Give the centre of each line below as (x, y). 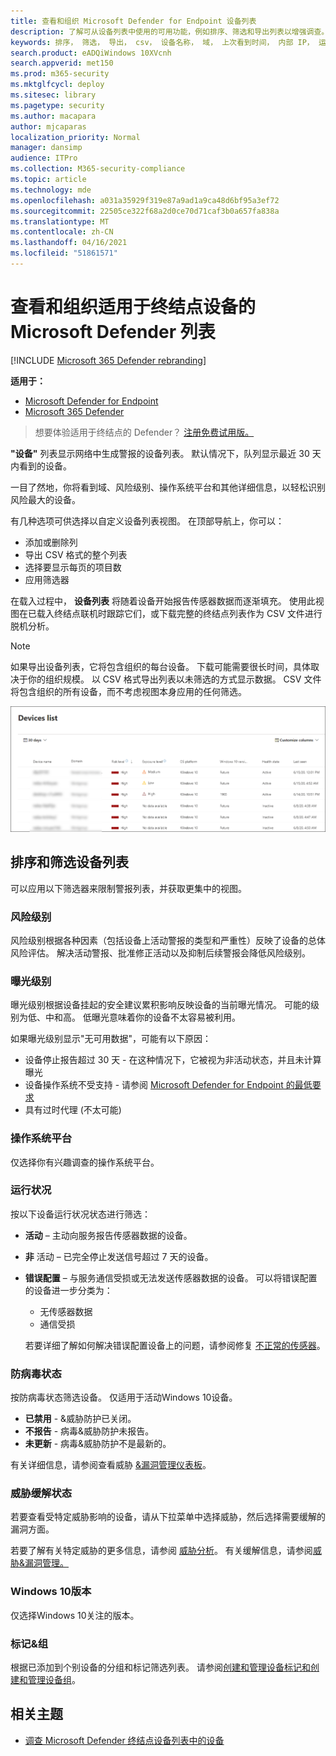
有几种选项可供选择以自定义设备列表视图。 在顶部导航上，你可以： (147, 521)
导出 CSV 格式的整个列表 (76, 554)
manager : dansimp (46, 148)
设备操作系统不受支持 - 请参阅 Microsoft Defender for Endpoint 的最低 (168, 1085)
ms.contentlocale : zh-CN (62, 232)
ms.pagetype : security (57, 105)
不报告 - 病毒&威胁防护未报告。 (89, 1431)
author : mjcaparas (48, 126)
